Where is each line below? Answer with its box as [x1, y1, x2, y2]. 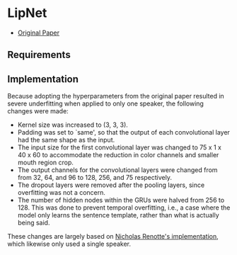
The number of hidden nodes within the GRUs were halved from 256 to [17, 196, 225, 205]
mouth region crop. [17, 158, 74, 167]
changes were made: [7, 107, 69, 115]
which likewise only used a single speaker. [7, 239, 132, 249]
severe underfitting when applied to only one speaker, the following [7, 99, 204, 108]
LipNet [7, 5, 47, 21]
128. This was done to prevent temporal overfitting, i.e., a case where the [17, 203, 231, 212]
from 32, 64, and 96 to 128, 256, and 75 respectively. [17, 174, 172, 182]
